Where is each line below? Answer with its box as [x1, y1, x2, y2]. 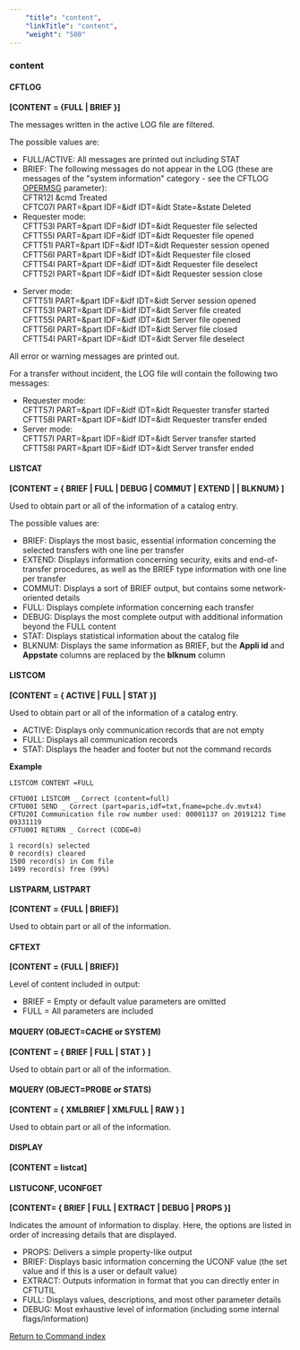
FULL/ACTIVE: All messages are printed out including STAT [21, 153, 241, 164]
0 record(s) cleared [9, 849, 87, 858]
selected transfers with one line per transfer [21, 544, 184, 555]
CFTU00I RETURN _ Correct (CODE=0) [9, 825, 142, 834]
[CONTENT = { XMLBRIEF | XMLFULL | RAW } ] [9, 1104, 185, 1115]
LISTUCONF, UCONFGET [9, 1182, 103, 1193]
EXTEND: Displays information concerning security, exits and [21, 553, 248, 565]
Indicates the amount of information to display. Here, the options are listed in [9, 1220, 292, 1231]
